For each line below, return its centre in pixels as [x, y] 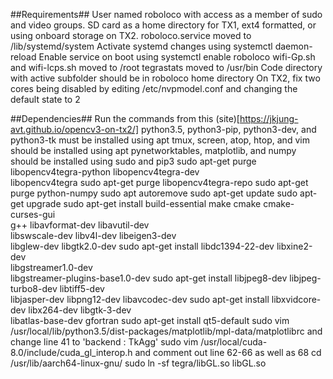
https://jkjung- [269, 118]
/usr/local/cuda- [234, 342]
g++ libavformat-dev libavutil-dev [80, 225]
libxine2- [294, 246]
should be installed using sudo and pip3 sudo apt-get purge [133, 161]
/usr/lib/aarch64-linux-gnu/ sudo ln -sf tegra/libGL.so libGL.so [138, 363]
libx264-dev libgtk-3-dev [80, 310]
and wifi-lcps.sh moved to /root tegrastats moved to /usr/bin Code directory [166, 67]
